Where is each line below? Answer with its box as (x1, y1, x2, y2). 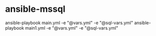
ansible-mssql (5, 3, 66, 15)
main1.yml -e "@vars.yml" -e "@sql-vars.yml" (25, 25, 118, 31)
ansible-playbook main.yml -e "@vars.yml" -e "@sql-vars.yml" (5, 20, 133, 26)
